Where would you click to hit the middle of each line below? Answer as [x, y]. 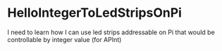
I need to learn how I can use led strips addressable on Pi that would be [111, 32]
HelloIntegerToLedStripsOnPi [94, 13]
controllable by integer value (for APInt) [64, 39]
